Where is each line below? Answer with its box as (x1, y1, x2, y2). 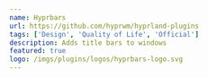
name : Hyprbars (9, 13, 67, 22)
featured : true (9, 47, 67, 56)
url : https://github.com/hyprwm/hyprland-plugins (9, 22, 200, 30)
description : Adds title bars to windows (9, 38, 167, 48)
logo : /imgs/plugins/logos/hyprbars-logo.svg (9, 55, 183, 64)
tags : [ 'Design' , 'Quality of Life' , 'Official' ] (9, 30, 200, 39)
